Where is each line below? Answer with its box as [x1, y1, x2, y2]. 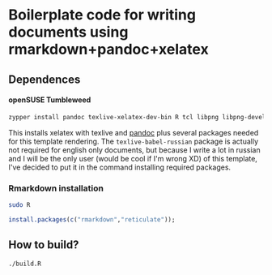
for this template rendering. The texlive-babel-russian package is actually [8, 136, 259, 146]
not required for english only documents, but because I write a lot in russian [8, 144, 261, 155]
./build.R [8, 260, 42, 268]
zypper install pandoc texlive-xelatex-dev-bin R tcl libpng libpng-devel [8, 113, 266, 121]
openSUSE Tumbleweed [8, 95, 91, 105]
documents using [8, 23, 129, 41]
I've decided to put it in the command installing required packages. [8, 162, 232, 172]
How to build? [8, 238, 79, 252]
